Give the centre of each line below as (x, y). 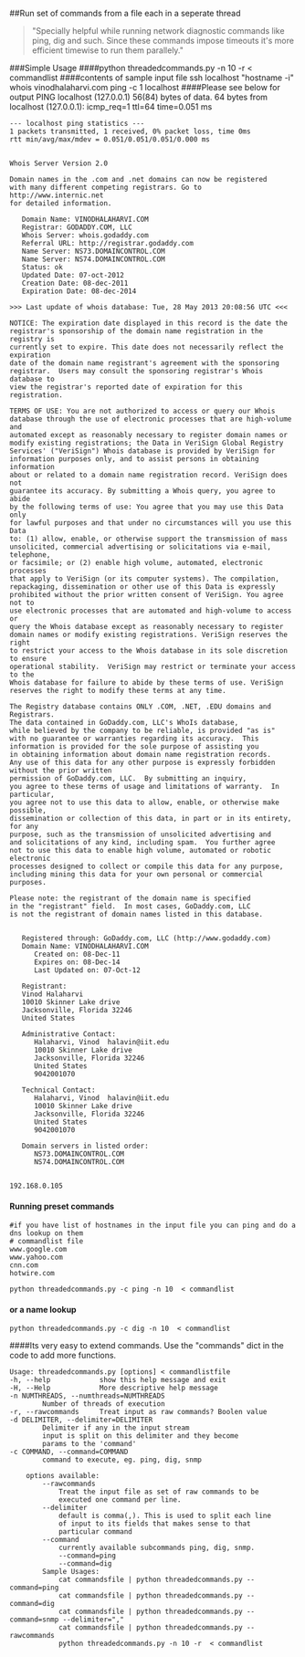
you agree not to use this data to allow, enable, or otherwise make (145, 802)
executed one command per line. (120, 1500)
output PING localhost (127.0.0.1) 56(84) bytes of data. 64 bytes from (138, 97)
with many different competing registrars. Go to (106, 187)
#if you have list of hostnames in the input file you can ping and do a (153, 1226)
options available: (63, 1476)
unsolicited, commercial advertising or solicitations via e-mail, (141, 547)
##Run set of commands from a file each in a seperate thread (125, 13)
